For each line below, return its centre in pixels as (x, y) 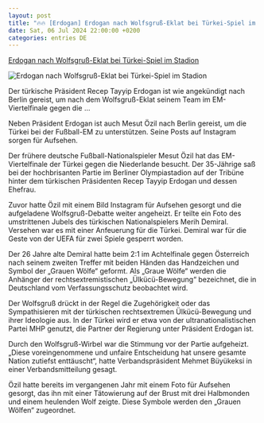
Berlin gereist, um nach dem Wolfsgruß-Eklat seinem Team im (109, 99)
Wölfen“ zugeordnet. (42, 410)
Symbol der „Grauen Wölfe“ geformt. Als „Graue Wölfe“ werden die (117, 271)
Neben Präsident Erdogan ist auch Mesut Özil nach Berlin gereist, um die (127, 123)
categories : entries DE (48, 38)
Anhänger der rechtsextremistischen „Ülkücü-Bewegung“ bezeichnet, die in (132, 280)
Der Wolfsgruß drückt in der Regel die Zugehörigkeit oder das (109, 304)
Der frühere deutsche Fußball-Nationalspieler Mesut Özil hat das (114, 156)
